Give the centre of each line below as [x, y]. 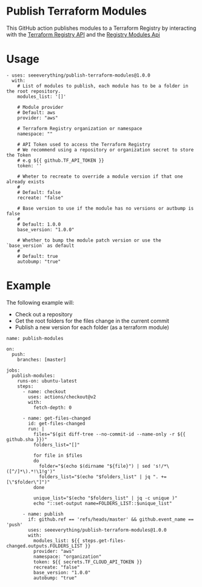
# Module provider [40, 107]
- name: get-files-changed [56, 418]
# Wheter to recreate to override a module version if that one [100, 176]
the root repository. [34, 91]
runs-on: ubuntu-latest [47, 381]
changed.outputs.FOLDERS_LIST [45, 546]
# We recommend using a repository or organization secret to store [106, 150]
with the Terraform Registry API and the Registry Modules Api [83, 34]
